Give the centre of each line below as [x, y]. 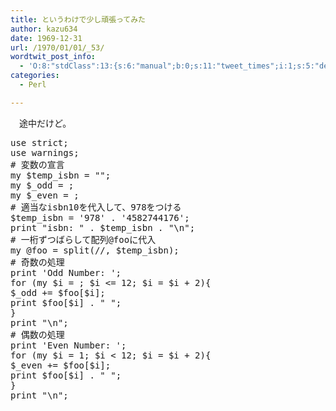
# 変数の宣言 [37, 164]
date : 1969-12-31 [46, 38]
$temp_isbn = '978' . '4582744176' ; [100, 217]
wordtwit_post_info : [53, 57]
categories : [35, 76]
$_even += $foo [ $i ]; [61, 365]
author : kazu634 [44, 29]
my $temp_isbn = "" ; [61, 175]
